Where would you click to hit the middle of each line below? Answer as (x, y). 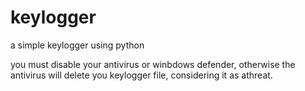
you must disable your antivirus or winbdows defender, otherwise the (153, 64)
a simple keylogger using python (77, 45)
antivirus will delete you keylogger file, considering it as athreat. (141, 75)
